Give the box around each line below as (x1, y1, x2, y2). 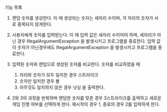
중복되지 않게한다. (17, 21, 52, 27)
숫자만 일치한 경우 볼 (19, 78, 60, 84)
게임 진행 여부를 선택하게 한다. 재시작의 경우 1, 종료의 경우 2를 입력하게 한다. (11, 101, 160, 107)
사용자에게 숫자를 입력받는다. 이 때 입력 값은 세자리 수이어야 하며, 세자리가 (11, 32, 156, 37)
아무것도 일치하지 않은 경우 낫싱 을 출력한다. (19, 84, 105, 90)
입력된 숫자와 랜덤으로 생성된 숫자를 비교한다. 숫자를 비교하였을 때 (11, 61, 140, 67)
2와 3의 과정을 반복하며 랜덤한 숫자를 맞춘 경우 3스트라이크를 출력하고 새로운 (11, 95, 162, 101)
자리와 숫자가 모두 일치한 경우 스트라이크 (19, 72, 98, 77)
